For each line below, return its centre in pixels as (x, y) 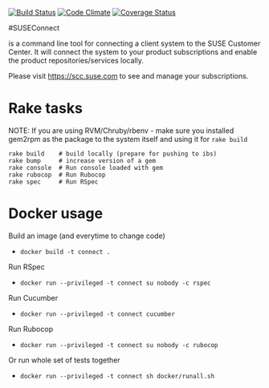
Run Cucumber (33, 297)
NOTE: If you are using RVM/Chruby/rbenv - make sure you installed (121, 130)
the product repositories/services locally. (76, 61)
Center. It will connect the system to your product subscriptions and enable (133, 52)
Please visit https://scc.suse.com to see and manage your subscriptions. (128, 76)
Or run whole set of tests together (64, 360)
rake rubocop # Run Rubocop (57, 175)
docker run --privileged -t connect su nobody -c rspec (115, 283)
